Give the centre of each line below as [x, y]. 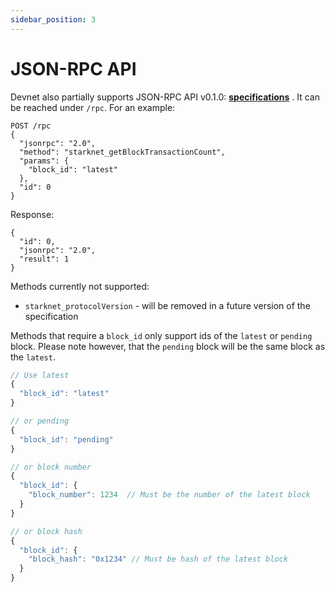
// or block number [51, 467]
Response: [32, 214]
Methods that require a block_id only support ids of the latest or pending [161, 335]
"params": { [44, 161]
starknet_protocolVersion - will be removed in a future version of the [167, 305]
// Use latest [40, 375]
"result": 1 [44, 259]
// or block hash [46, 531]
